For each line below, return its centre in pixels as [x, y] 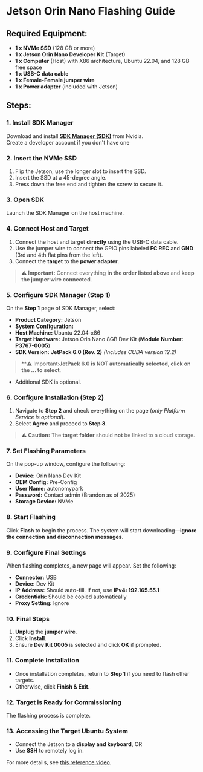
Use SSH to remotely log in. [49, 751]
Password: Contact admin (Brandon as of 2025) [75, 495]
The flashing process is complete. [48, 715]
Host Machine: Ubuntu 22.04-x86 [58, 332]
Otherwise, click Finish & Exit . [52, 686]
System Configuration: [44, 326]
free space [28, 67]
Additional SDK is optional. [48, 382]
